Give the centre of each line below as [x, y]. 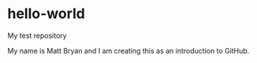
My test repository [37, 35]
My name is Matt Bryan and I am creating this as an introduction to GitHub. [128, 50]
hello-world [47, 14]
